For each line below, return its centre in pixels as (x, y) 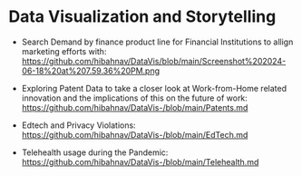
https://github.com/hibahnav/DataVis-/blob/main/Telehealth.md (140, 161)
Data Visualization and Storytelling (142, 17)
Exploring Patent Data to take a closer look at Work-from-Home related (154, 88)
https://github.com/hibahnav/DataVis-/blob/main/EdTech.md (135, 134)
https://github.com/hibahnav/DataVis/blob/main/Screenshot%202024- (154, 61)
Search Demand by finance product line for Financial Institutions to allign (157, 42)
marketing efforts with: (64, 51)
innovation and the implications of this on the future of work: (135, 98)
